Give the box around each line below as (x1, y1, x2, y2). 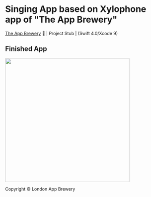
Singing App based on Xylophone (5, 3, 147, 15)
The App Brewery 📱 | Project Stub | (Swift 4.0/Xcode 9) (5, 30, 118, 36)
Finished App (5, 45, 47, 53)
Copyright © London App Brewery (5, 186, 75, 192)
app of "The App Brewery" (5, 14, 118, 25)
